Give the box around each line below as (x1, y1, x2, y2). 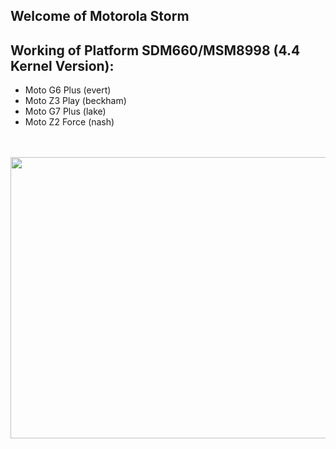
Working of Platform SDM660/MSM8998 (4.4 (10, 42, 301, 59)
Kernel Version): (10, 57, 115, 74)
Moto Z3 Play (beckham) (24, 95, 127, 107)
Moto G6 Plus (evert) (24, 84, 112, 96)
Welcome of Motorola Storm (10, 8, 190, 25)
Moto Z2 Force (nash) (24, 116, 115, 128)
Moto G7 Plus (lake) (24, 105, 107, 118)
